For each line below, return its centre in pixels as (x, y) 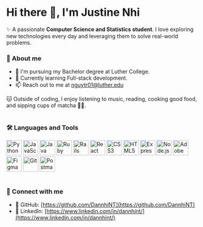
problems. (19, 43)
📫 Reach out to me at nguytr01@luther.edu (69, 85)
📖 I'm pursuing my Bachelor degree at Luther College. (82, 72)
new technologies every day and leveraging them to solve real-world (92, 36)
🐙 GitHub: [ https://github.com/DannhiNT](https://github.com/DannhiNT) (105, 205)
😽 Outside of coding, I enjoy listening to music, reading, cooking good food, (102, 99)
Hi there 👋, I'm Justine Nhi (73, 12)
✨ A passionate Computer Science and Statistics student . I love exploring (100, 29)
